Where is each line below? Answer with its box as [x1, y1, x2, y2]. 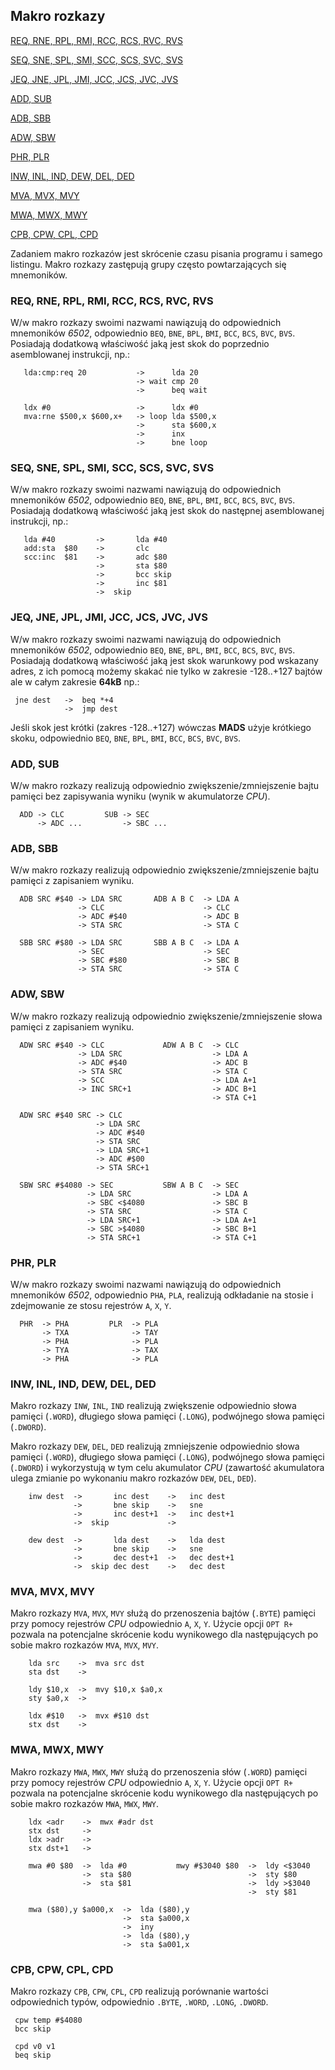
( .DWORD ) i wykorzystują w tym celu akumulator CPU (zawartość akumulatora [10, 1462, 325, 1474]
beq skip [14, 2050, 52, 2061]
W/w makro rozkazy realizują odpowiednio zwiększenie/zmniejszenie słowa [10, 1010, 323, 1022]
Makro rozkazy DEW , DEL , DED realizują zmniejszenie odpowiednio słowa [10, 1440, 300, 1453]
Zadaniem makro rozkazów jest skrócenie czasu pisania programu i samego [10, 247, 323, 259]
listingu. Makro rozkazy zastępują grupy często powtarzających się [10, 258, 287, 270]
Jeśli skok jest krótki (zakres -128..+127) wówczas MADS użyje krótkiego [10, 721, 312, 733]
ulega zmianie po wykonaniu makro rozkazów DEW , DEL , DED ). [10, 1472, 257, 1484]
